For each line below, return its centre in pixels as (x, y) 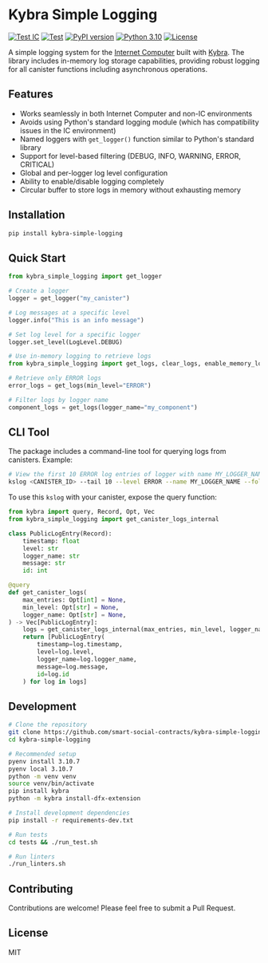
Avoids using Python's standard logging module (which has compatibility (139, 122)
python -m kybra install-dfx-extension (75, 799)
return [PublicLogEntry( (64, 637)
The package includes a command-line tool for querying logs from (117, 452)
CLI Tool (29, 432)
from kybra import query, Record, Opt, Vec (82, 512)
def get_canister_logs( (48, 593)
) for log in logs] (55, 681)
